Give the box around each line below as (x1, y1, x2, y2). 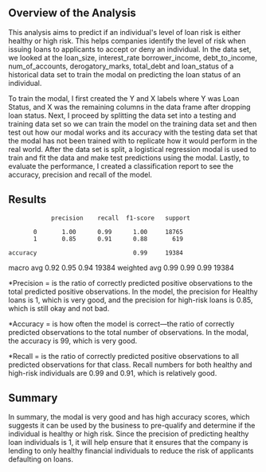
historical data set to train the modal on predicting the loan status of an (8, 69, 241, 79)
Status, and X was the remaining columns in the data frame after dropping (8, 102, 251, 111)
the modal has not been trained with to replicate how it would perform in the (8, 135, 257, 146)
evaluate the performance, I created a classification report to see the (8, 161, 233, 170)
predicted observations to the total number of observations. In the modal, (8, 327, 249, 337)
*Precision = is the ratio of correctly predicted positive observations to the (8, 278, 253, 287)
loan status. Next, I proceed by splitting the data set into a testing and (8, 111, 237, 120)
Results (8, 193, 47, 206)
